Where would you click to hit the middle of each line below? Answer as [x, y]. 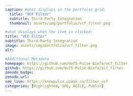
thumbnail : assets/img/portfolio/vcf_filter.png [60, 23]
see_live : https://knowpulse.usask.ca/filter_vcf [57, 82]
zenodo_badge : [20, 73]
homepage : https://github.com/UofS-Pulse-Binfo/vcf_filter [66, 63]
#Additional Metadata [27, 59]
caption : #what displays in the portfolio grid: [55, 10]
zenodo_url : [17, 77]
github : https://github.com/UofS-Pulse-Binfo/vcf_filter [64, 68]
